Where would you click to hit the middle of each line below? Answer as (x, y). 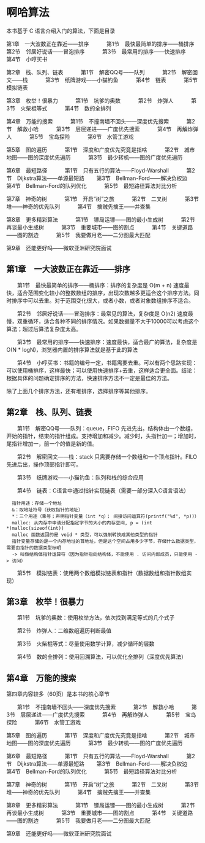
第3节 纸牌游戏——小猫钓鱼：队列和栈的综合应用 (80, 477)
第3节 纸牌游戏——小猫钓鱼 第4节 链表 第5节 (121, 80)
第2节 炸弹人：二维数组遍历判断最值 (64, 631)
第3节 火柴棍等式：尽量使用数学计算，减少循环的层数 (86, 644)
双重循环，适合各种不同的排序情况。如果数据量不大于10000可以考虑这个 (108, 321)
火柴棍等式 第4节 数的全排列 (66, 108)
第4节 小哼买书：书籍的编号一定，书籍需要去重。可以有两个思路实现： (107, 362)
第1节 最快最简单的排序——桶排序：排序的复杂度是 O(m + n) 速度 (101, 285)
